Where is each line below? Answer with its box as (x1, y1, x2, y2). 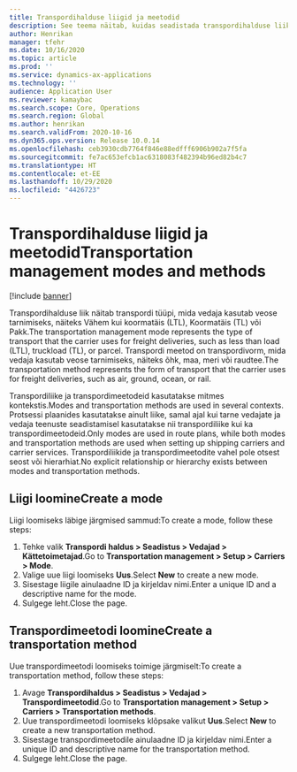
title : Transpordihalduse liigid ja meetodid (9, 12, 179, 22)
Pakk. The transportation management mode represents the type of (9, 326, 254, 337)
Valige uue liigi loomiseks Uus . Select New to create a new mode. (21, 569, 259, 580)
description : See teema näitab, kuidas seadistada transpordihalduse (9, 21, 271, 30)
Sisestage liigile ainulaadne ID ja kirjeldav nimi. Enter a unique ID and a (21, 578, 277, 589)
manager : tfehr (9, 37, 65, 47)
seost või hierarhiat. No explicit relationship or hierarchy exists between (9, 456, 268, 467)
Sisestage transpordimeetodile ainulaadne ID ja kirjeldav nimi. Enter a (21, 734, 272, 745)
